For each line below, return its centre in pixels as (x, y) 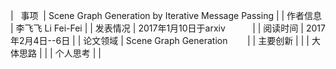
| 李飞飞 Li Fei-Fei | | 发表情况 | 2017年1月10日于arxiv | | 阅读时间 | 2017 (168, 28)
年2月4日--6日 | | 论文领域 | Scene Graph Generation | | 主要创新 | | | (160, 40)
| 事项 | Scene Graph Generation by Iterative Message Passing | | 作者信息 (166, 15)
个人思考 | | (78, 53)
